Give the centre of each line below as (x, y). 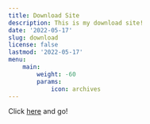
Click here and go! (38, 111)
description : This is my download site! (76, 23)
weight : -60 (57, 74)
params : (49, 81)
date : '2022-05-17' (40, 30)
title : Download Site (44, 15)
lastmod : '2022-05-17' (46, 52)
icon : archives (76, 89)
